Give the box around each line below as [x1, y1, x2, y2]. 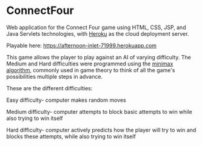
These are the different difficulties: [6, 84, 93, 91]
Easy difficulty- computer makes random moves [6, 96, 126, 104]
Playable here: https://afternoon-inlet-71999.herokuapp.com [6, 42, 157, 49]
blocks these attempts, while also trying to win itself [6, 133, 136, 140]
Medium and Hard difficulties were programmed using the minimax [6, 60, 173, 67]
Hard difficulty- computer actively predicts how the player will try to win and [6, 126, 197, 133]
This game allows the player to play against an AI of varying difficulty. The [6, 53, 191, 61]
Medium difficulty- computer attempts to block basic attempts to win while [6, 108, 193, 115]
